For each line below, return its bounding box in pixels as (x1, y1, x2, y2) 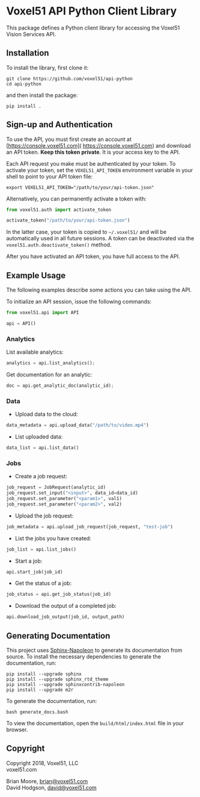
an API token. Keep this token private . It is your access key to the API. (6, 148, 180, 155)
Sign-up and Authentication (6, 119, 113, 130)
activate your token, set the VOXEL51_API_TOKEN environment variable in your (6, 166, 193, 173)
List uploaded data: (14, 433, 63, 440)
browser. (6, 726, 28, 733)
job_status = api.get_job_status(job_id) (6, 592, 112, 598)
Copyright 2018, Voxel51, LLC (6, 759, 79, 766)
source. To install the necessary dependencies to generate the (6, 652, 161, 660)
